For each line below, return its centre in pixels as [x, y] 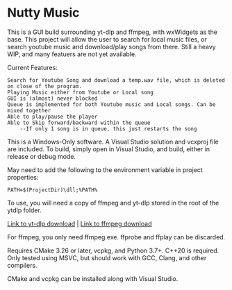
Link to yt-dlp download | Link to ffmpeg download [80, 223]
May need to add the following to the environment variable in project [105, 170]
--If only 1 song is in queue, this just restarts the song [108, 129]
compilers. [22, 265]
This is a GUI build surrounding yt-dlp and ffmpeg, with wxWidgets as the [112, 32]
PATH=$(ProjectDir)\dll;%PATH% [52, 190]
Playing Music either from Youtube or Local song [81, 92]
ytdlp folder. [24, 210]
